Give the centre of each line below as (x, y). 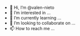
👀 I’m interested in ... (30, 13)
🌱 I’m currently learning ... (35, 18)
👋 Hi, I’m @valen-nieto (32, 8)
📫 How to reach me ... (32, 28)
